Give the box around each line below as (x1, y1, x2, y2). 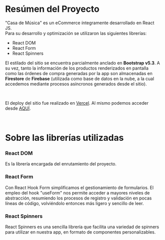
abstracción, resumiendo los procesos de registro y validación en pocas (5, 195, 152, 201)
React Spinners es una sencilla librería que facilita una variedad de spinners (5, 224, 160, 230)
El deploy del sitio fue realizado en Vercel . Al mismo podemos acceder (5, 100, 149, 106)
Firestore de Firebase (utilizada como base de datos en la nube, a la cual (5, 76, 155, 81)
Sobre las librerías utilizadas (5, 132, 124, 144)
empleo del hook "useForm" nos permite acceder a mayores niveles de (5, 190, 150, 196)
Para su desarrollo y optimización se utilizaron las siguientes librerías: (5, 30, 147, 36)
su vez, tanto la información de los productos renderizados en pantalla (5, 65, 149, 71)
